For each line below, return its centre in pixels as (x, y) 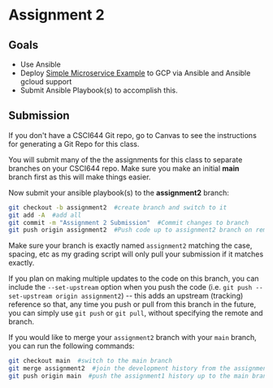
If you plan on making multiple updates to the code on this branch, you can (134, 278)
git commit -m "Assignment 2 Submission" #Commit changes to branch (129, 222)
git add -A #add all (45, 215)
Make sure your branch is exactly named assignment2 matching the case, (130, 246)
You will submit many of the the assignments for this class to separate (126, 159)
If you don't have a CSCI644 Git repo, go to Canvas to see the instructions (133, 135)
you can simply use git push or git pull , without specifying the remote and (136, 313)
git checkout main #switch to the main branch (91, 361)
